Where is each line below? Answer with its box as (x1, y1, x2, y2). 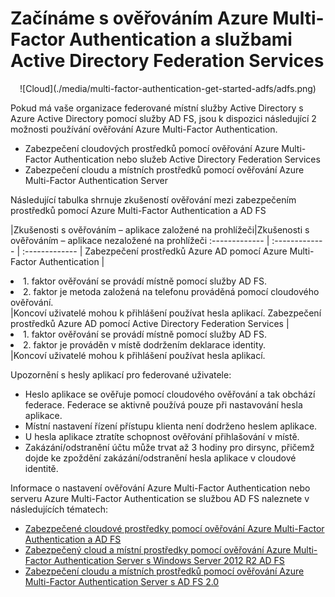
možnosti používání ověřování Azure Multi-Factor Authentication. (10, 123, 278, 135)
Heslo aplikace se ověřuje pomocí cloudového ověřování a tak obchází (24, 388, 316, 400)
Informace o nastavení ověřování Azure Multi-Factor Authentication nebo (10, 482, 311, 494)
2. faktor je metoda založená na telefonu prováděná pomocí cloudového (23, 285, 320, 297)
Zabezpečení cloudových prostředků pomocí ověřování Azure (24, 142, 280, 154)
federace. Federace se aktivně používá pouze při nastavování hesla (24, 398, 303, 411)
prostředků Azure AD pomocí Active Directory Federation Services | (10, 317, 290, 329)
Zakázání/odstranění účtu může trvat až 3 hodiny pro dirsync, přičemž (24, 441, 315, 453)
